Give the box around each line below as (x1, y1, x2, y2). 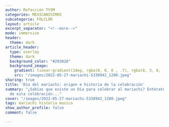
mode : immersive (5, 31, 39, 36)
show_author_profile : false (5, 105, 64, 110)
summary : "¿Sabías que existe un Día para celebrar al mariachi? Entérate (5, 86, 165, 92)
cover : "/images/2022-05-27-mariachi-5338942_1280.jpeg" (5, 96, 127, 101)
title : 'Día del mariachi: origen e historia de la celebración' (5, 82, 145, 87)
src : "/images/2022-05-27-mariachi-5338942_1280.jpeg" (14, 73, 132, 78)
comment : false (5, 110, 37, 115)
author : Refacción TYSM (5, 7, 55, 13)
